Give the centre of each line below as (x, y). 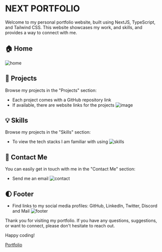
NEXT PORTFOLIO (42, 9)
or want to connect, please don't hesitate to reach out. (60, 226)
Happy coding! (20, 235)
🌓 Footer (19, 194)
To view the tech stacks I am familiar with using (60, 142)
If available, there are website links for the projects (63, 105)
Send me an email (30, 179)
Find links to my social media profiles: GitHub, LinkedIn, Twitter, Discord (85, 206)
